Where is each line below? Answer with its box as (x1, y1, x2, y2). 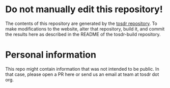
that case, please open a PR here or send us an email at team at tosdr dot (5, 71, 159, 77)
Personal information (5, 49, 97, 61)
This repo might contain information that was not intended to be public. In (5, 66, 159, 72)
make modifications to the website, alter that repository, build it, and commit (5, 25, 165, 32)
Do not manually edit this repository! (5, 4, 163, 15)
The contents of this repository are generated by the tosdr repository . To (5, 20, 158, 26)
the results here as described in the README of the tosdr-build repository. (5, 31, 161, 37)
